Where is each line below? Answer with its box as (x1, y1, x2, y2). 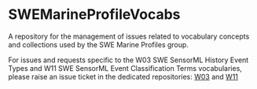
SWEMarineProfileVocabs (8, 6, 181, 24)
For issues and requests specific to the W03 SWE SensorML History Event (8, 55, 249, 65)
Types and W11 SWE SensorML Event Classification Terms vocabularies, (8, 63, 242, 72)
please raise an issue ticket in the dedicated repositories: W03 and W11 (8, 72, 238, 81)
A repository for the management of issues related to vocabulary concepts (8, 32, 250, 41)
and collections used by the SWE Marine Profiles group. (8, 39, 189, 49)
